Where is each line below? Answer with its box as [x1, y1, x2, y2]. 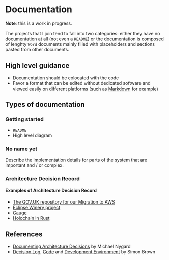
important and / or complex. [5, 162, 64, 168]
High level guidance [5, 61, 70, 70]
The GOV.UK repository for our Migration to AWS [12, 198, 116, 205]
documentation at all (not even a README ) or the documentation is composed [5, 36, 164, 42]
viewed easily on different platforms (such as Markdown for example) [12, 85, 159, 92]
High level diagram [12, 132, 52, 138]
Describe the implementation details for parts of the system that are [5, 157, 148, 163]
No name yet [5, 145, 37, 152]
